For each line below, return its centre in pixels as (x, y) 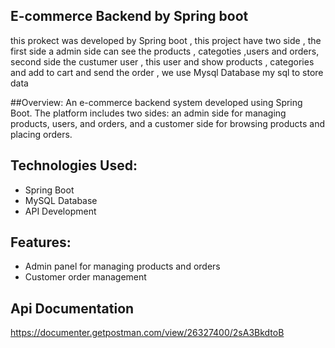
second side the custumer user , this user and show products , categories (162, 61)
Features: (41, 242)
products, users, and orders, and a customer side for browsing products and (168, 123)
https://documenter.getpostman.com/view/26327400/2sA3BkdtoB (147, 333)
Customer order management (85, 277)
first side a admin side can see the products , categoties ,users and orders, (165, 51)
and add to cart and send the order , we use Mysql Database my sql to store (167, 72)
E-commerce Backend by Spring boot (129, 16)
